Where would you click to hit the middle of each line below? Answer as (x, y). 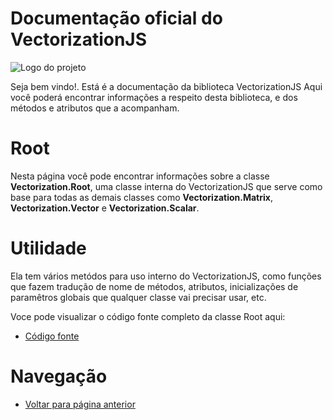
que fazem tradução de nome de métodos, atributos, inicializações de (154, 286)
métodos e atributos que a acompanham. (95, 108)
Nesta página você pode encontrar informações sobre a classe (140, 176)
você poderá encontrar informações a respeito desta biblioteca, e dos (154, 97)
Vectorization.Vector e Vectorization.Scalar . (105, 208)
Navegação (59, 376)
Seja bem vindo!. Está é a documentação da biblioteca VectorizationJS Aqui (166, 86)
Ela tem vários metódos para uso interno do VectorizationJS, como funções (166, 276)
